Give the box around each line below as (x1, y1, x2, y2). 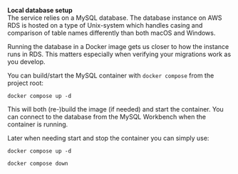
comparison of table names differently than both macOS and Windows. (7, 28, 216, 37)
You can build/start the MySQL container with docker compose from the (7, 71, 214, 80)
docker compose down (7, 160, 69, 167)
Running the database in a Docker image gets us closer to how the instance (7, 43, 229, 50)
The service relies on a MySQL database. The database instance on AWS (7, 13, 222, 22)
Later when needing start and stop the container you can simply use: (7, 134, 209, 142)
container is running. (7, 120, 68, 129)
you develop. (7, 58, 46, 66)
